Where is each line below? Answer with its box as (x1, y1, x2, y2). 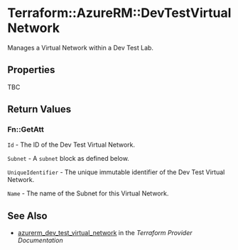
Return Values (7, 103, 72, 115)
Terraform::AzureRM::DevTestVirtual (7, 5, 232, 21)
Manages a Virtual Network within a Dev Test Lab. (7, 43, 154, 52)
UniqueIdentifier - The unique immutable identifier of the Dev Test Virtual (7, 168, 225, 176)
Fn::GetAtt (7, 125, 44, 135)
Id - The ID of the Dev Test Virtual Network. (7, 140, 136, 149)
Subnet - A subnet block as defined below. (7, 154, 129, 163)
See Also (7, 210, 48, 222)
